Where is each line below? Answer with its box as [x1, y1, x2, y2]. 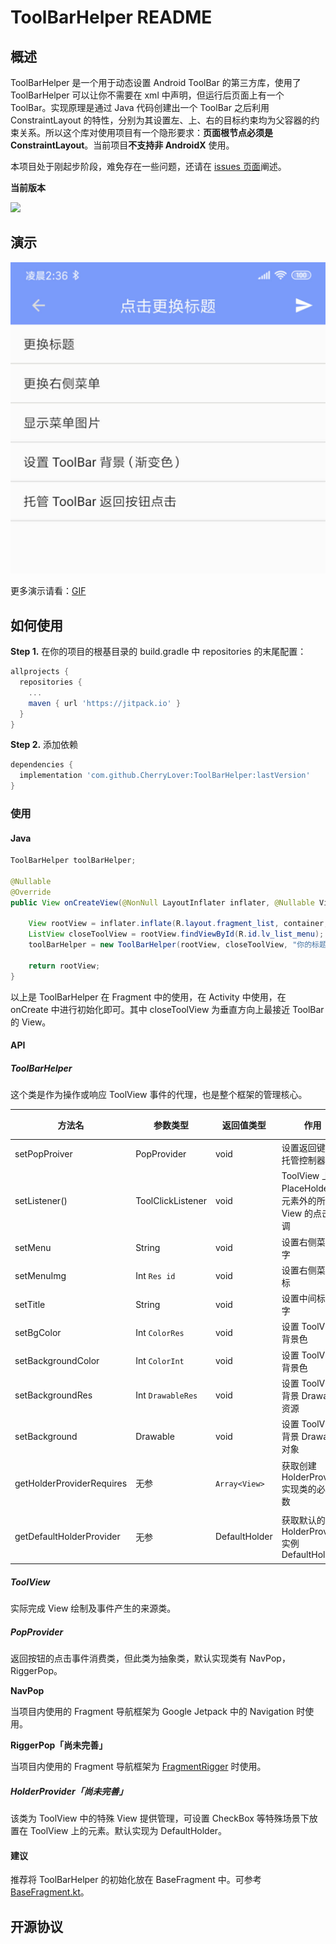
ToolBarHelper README [10, 6, 213, 29]
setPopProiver [14, 1147, 73, 1160]
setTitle [14, 1298, 46, 1310]
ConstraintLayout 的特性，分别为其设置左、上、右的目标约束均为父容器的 [10, 114, 312, 126]
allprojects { [10, 667, 70, 677]
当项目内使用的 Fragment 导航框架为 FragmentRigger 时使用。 [10, 1760, 267, 1772]
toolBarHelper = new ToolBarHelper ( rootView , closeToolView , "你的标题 [28, 940, 327, 950]
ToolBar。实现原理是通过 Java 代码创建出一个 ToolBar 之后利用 [10, 102, 270, 113]
